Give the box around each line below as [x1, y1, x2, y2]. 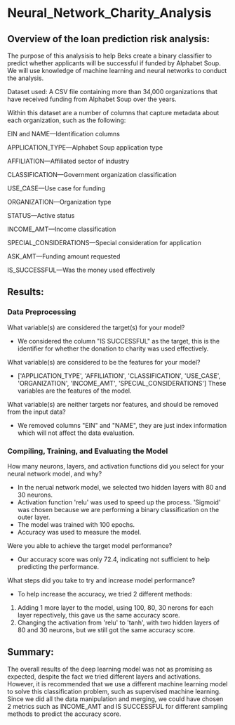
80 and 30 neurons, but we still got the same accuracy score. [17, 625, 195, 634]
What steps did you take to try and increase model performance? [7, 576, 195, 584]
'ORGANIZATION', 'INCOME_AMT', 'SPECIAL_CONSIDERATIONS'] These [17, 379, 227, 387]
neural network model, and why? [7, 469, 102, 478]
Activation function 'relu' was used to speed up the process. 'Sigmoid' [17, 497, 221, 507]
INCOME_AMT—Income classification [7, 225, 116, 233]
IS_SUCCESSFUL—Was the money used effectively [7, 266, 156, 274]
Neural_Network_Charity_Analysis [7, 5, 212, 21]
